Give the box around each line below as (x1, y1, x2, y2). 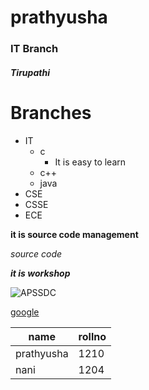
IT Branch (10, 42, 59, 56)
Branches (10, 101, 92, 124)
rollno (78, 329, 107, 343)
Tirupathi (10, 66, 50, 78)
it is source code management (10, 228, 139, 240)
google (10, 306, 40, 318)
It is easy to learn (54, 156, 127, 168)
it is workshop (10, 267, 71, 279)
